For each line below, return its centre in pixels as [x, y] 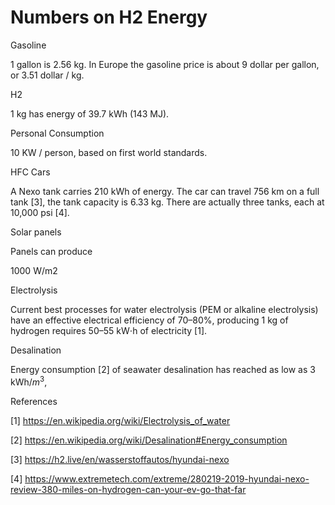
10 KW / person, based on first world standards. [109, 152]
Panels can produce [51, 251]
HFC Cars [30, 172]
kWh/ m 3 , [29, 381]
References [34, 401]
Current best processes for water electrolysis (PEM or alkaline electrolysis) [164, 309]
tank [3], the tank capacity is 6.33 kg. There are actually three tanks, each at [167, 202]
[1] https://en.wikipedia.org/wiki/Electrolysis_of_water [120, 420]
